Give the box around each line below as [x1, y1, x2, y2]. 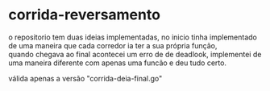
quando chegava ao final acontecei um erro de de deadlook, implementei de [8, 49, 262, 59]
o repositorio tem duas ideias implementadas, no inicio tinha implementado [8, 32, 258, 42]
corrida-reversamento [8, 6, 161, 24]
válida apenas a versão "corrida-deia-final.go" [8, 73, 163, 83]
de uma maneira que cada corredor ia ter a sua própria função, [8, 40, 218, 50]
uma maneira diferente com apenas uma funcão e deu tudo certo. [8, 58, 227, 68]
